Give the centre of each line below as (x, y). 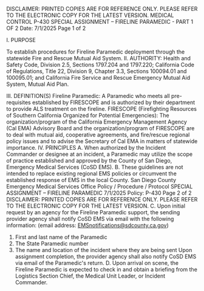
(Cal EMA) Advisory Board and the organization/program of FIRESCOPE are (100, 128)
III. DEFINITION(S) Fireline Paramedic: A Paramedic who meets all (88, 96)
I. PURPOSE (21, 40)
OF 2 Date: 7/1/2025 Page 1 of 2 (46, 28)
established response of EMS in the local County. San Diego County (91, 180)
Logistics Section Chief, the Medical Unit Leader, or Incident (90, 276)
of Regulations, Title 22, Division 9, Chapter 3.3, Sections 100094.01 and (97, 71)
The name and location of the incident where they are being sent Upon (104, 250)
